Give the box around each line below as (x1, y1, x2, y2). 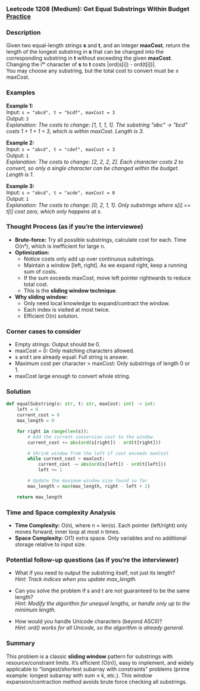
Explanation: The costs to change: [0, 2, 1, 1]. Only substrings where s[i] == (6, 201, 191, 208)
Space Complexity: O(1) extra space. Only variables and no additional (14, 534, 187, 542)
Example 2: (6, 139, 35, 146)
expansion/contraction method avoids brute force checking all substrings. (6, 678, 187, 685)
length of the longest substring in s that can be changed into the (6, 48, 164, 56)
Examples (6, 88, 36, 97)
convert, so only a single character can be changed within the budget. (6, 164, 180, 171)
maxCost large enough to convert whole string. (14, 373, 131, 380)
